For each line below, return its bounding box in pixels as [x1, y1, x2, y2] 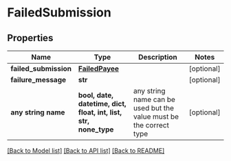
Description [138, 53, 177, 62]
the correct [133, 121, 170, 129]
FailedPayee [78, 64, 119, 73]
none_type [78, 125, 114, 134]
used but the [133, 103, 174, 112]
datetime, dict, [78, 99, 127, 108]
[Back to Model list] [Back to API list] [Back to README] [7, 147, 165, 155]
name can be [133, 95, 175, 104]
